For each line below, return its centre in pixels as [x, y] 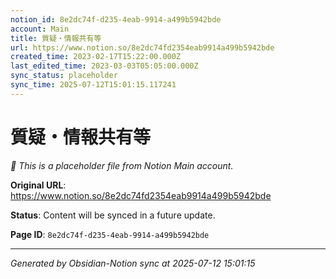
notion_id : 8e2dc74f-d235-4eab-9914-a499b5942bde [116, 19]
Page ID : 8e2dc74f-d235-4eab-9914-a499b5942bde [110, 234]
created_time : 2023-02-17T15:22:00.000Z [96, 57]
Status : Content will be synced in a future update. [113, 215]
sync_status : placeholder [64, 76]
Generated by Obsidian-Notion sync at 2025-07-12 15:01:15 [133, 263]
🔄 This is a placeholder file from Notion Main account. [122, 165]
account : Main [40, 29]
